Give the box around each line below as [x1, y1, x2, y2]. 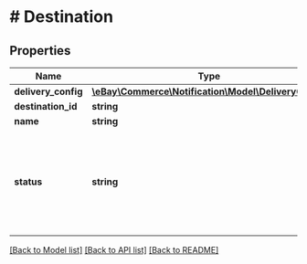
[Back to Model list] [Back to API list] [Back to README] [9, 245, 219, 255]
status [14, 175, 43, 188]
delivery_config [14, 85, 84, 98]
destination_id [14, 100, 78, 112]
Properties [9, 43, 71, 58]
